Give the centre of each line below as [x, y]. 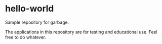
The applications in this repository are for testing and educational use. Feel [81, 32]
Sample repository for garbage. [37, 22]
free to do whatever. [26, 37]
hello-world [30, 9]
